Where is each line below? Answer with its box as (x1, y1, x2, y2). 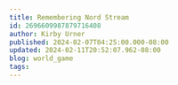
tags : (9, 63, 29, 72)
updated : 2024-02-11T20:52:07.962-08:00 (9, 46, 162, 55)
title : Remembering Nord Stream (9, 12, 129, 22)
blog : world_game (9, 54, 74, 63)
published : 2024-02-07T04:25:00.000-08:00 (9, 37, 169, 47)
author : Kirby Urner (9, 29, 86, 38)
